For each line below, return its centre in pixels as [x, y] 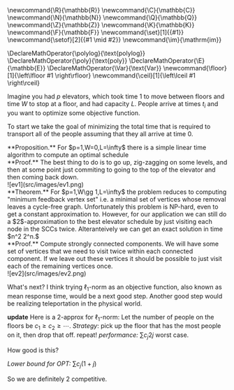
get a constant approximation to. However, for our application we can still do [117, 214]
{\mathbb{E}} [27, 68]
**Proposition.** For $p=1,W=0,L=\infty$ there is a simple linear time [107, 147]
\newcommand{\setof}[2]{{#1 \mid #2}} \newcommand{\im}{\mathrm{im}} [115, 40]
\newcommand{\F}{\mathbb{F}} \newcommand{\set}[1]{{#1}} [96, 32]
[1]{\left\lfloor [26, 75]
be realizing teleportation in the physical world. [75, 303]
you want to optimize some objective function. [74, 113]
